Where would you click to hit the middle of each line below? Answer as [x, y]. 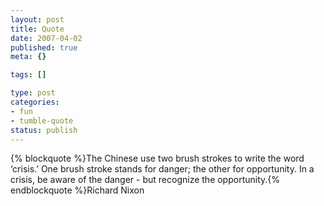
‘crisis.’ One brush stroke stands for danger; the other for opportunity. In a [162, 169]
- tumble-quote [42, 121]
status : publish [44, 130]
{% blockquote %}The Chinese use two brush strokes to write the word [157, 158]
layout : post [37, 19]
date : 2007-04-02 [46, 38]
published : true [44, 47]
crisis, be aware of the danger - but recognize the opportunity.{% [145, 180]
